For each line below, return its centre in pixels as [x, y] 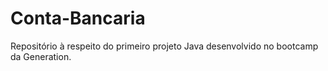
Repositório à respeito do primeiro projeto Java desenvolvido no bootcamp [164, 46]
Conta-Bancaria [78, 18]
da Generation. [41, 56]
